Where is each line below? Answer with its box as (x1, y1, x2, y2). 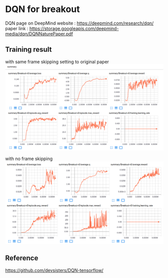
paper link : (5, 25, 29, 31)
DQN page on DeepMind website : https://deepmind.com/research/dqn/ (5, 20, 154, 26)
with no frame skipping (5, 156, 53, 162)
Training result (5, 45, 52, 54)
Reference (5, 254, 39, 262)
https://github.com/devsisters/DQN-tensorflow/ (5, 267, 104, 273)
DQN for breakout (5, 4, 80, 15)
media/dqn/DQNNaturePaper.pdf (5, 31, 73, 37)
